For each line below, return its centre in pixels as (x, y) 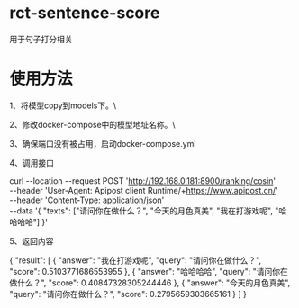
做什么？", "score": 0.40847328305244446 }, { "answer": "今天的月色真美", (150, 283)
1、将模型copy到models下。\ (63, 105)
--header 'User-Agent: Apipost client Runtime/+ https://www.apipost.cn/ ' (144, 190)
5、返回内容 (32, 240)
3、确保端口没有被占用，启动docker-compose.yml (103, 143)
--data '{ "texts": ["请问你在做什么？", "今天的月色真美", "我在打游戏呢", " (144, 211)
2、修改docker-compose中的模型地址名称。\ (92, 124)
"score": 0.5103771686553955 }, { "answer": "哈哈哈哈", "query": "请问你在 (149, 271)
